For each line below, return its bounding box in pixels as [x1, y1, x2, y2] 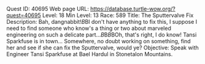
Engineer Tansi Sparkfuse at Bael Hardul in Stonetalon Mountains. [6, 51, 173, 57]
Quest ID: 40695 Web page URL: [6, 5, 89, 12]
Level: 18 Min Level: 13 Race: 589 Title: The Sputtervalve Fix [42, 12, 194, 19]
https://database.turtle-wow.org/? [90, 5, 176, 12]
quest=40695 [6, 12, 41, 19]
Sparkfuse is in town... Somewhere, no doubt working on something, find [6, 38, 191, 44]
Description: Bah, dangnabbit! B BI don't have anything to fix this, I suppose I [6, 18, 198, 25]
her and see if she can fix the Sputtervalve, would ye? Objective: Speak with [6, 44, 199, 51]
